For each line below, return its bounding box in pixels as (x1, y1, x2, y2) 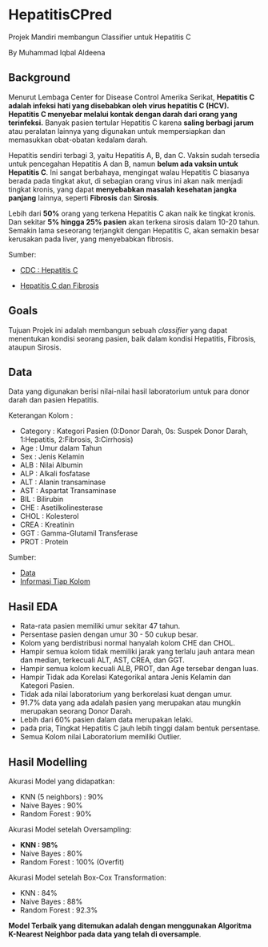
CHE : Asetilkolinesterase (19, 503, 103, 512)
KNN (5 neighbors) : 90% (19, 792, 104, 801)
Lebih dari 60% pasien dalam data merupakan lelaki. (19, 715, 194, 725)
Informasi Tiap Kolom (19, 577, 90, 586)
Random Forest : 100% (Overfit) (19, 857, 125, 867)
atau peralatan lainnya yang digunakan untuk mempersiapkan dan (8, 126, 226, 136)
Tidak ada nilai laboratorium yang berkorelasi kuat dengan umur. (19, 690, 233, 699)
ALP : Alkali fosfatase (19, 469, 90, 479)
